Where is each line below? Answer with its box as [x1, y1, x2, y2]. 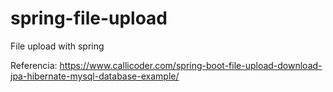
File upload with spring [10, 40, 105, 52]
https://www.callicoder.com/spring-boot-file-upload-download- [59, 59, 323, 71]
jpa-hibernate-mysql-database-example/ [10, 70, 180, 82]
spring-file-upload [10, 7, 168, 30]
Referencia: [10, 59, 58, 71]
